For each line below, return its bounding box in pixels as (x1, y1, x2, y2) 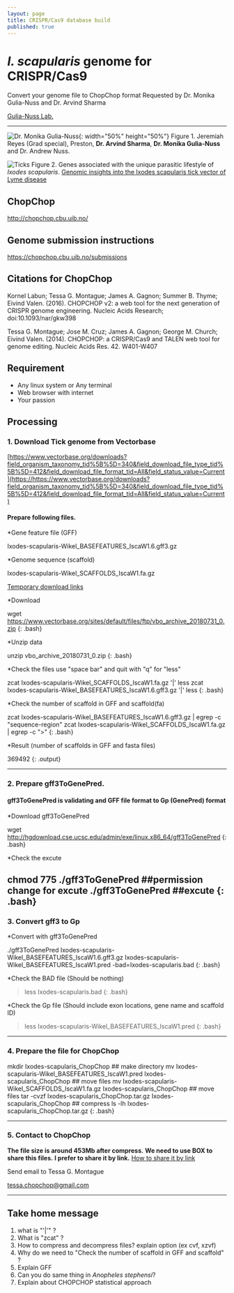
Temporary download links (7, 583, 84, 591)
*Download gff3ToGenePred (7, 812, 90, 820)
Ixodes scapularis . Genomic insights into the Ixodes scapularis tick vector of (7, 168, 226, 177)
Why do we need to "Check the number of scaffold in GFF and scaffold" (17, 1248, 224, 1257)
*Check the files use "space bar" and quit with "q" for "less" (7, 665, 181, 673)
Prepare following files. (7, 513, 77, 521)
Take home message (7, 1208, 99, 1220)
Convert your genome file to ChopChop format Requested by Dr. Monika (7, 91, 215, 100)
